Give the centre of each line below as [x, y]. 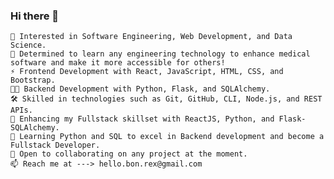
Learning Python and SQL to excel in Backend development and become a [172, 137]
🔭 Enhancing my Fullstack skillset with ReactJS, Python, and [142, 119]
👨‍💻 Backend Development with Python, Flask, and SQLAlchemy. [140, 89]
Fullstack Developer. [55, 145]
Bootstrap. [33, 80]
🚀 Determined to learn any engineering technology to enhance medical [160, 54]
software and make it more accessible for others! [118, 63]
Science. [28, 45]
